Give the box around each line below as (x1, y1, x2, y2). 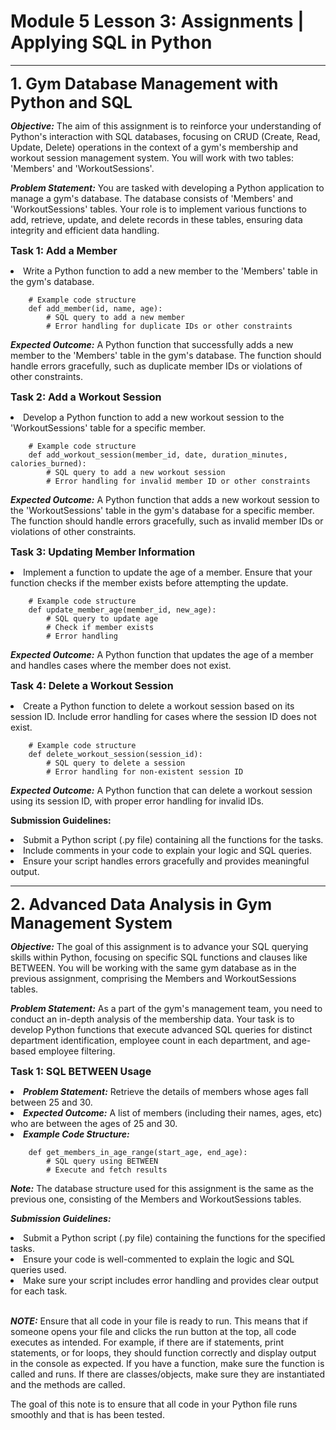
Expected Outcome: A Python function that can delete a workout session (10, 784, 313, 796)
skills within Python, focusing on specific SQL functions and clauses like (10, 951, 308, 963)
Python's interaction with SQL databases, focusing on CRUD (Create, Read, (10, 130, 321, 142)
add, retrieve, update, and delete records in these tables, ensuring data (10, 213, 303, 225)
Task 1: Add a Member (10, 243, 118, 257)
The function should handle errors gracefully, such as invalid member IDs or (10, 515, 324, 527)
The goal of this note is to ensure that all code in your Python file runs (10, 1398, 298, 1410)
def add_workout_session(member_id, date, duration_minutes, (28, 450, 288, 460)
